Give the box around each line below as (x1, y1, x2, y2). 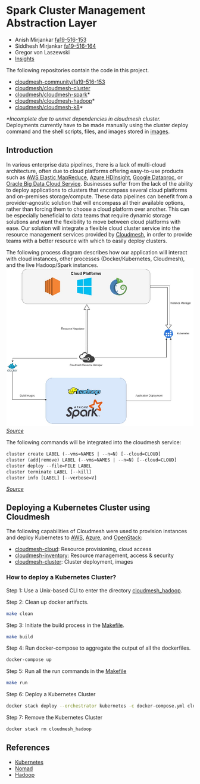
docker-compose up (6, 657, 52, 663)
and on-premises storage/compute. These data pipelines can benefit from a (6, 192, 192, 200)
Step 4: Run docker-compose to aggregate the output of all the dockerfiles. (6, 644, 191, 651)
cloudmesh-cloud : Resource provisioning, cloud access (14, 546, 152, 553)
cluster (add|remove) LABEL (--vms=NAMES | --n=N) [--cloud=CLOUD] (6, 457, 177, 463)
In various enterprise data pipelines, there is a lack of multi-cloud (6, 161, 166, 168)
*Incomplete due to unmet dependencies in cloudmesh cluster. (6, 115, 161, 122)
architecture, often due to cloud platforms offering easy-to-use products (6, 167, 184, 174)
